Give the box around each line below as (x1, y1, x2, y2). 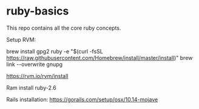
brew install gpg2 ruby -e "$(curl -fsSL (6, 47, 103, 55)
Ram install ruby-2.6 (6, 84, 56, 91)
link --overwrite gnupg (6, 61, 62, 68)
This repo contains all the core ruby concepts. (6, 24, 121, 31)
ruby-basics (6, 4, 69, 18)
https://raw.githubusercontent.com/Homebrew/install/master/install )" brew (6, 54, 193, 61)
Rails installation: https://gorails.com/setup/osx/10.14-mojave (6, 96, 158, 103)
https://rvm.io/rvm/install (6, 72, 69, 79)
